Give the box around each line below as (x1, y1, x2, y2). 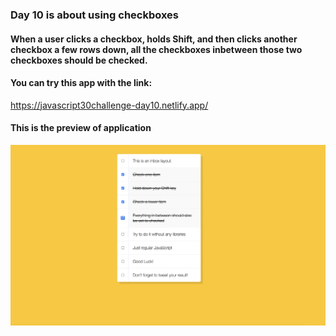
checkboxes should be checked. (10, 54, 148, 66)
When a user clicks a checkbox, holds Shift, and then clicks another (10, 33, 298, 45)
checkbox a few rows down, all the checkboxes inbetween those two (10, 43, 303, 55)
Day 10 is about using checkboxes (10, 8, 180, 22)
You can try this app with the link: (10, 77, 153, 89)
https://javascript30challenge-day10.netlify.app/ (10, 99, 209, 111)
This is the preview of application (10, 122, 152, 134)
